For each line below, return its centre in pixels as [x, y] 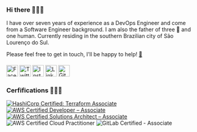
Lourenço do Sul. [28, 43]
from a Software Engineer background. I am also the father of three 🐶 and [99, 29]
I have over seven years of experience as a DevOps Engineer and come [96, 23]
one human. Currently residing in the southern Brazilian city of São [90, 36]
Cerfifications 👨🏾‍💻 [34, 90]
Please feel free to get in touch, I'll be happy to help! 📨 [74, 54]
